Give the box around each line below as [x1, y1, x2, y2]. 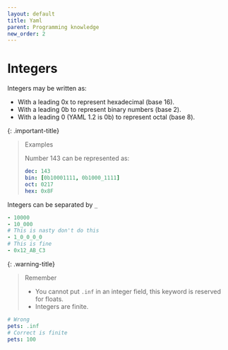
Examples [24, 140, 54, 149]
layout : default [7, 10, 55, 18]
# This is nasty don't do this [7, 227, 100, 235]
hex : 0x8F [24, 187, 54, 195]
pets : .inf [7, 322, 40, 329]
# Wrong [7, 316, 30, 323]
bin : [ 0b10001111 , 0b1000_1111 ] [24, 174, 120, 181]
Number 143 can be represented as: [24, 154, 130, 163]
